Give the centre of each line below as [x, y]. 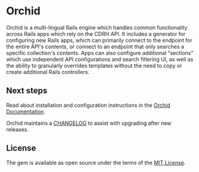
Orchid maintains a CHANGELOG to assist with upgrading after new [89, 123]
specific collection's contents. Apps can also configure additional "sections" [100, 53]
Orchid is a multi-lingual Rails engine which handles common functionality [97, 27]
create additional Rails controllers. [48, 72]
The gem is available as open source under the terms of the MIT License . [96, 162]
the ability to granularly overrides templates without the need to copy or [94, 65]
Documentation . [26, 111]
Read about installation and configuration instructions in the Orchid [88, 105]
